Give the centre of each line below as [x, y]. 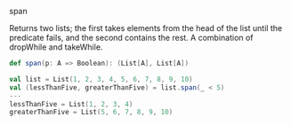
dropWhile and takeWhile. [56, 47]
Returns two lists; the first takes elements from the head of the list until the [146, 28]
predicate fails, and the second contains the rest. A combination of [131, 38]
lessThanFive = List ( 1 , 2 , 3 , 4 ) [71, 104]
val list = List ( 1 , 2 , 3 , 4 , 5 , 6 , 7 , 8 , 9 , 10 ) [101, 79]
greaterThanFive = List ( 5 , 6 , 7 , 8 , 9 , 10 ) [91, 113]
